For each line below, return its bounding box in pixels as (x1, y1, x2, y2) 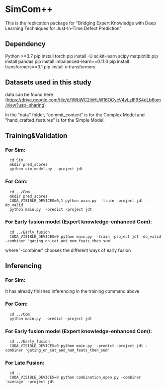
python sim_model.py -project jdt (9, 166, 83, 172)
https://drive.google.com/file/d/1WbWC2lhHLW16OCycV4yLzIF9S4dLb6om (6, 96, 161, 103)
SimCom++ (5, 3, 53, 15)
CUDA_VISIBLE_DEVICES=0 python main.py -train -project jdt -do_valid (9, 234, 162, 239)
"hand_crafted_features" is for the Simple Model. (5, 117, 105, 123)
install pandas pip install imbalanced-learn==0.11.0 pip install (5, 58, 129, 64)
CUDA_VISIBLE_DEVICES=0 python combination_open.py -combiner (9, 375, 141, 380)
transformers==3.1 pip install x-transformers (5, 63, 96, 69)
